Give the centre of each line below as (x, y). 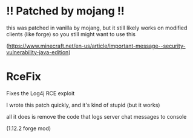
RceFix (24, 77)
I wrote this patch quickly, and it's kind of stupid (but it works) (83, 105)
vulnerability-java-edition (38, 52)
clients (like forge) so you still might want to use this (71, 34)
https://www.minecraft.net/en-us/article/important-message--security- (97, 46)
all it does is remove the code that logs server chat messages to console (97, 116)
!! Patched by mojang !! (66, 11)
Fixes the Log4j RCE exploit (41, 93)
